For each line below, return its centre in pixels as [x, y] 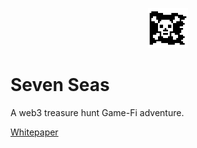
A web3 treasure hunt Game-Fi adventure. [97, 112]
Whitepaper [34, 132]
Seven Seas [60, 85]
